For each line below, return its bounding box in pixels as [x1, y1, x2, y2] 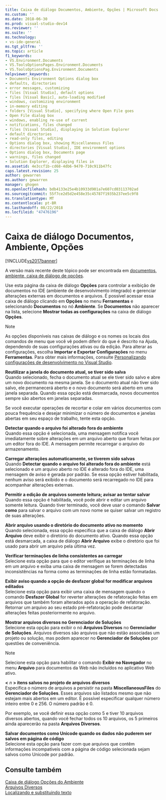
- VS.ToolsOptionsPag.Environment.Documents [5, 67, 99, 72]
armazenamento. [5, 446, 40, 452]
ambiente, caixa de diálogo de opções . [5, 273, 84, 279]
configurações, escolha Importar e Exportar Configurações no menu [5, 349, 147, 355]
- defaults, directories [5, 81, 56, 86]
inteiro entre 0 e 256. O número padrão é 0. [5, 701, 94, 707]
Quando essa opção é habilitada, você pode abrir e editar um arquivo [5, 497, 147, 503]
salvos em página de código [5, 736, 64, 742]
